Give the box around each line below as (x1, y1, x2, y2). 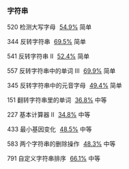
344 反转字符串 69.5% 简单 (7, 38, 87, 46)
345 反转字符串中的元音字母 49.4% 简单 (7, 81, 123, 90)
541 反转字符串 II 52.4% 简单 (7, 52, 90, 60)
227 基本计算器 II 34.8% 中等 (7, 111, 91, 119)
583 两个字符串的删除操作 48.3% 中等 (7, 139, 116, 148)
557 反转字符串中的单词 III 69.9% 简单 (7, 67, 116, 75)
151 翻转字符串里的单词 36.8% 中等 (7, 96, 107, 104)
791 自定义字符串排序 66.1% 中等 (7, 155, 101, 163)
